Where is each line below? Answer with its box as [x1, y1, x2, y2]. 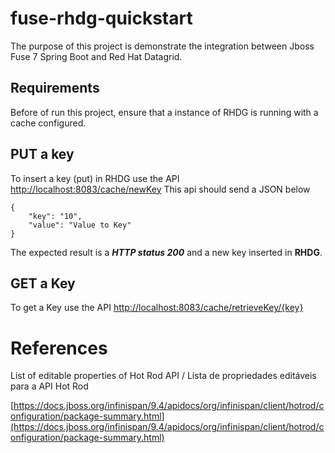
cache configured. [10, 117, 87, 129]
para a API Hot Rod [10, 380, 89, 392]
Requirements [10, 80, 100, 97]
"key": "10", [28, 211, 83, 221]
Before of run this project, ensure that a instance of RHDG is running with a [10, 106, 319, 118]
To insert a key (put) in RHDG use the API [10, 172, 180, 184]
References [10, 337, 108, 359]
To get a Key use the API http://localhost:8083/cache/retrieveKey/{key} [10, 302, 304, 314]
